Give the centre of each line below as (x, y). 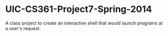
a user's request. (23, 28)
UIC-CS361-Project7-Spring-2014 (79, 9)
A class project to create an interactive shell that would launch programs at (84, 23)
